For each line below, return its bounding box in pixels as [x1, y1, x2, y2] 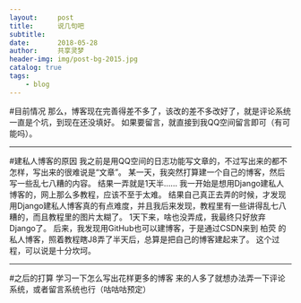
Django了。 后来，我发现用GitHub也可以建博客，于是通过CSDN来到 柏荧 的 [9, 222, 287, 233]
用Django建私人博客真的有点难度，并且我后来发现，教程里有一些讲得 [9, 200, 263, 211]
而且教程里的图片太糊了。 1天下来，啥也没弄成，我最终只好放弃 [32, 212, 266, 222]
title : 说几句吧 [9, 22, 85, 30]
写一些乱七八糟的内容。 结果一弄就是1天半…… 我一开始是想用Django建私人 [9, 177, 285, 188]
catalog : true [9, 64, 63, 73]
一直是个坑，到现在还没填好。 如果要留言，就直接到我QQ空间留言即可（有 [9, 117, 283, 127]
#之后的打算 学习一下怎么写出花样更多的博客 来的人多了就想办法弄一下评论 [9, 273, 286, 283]
